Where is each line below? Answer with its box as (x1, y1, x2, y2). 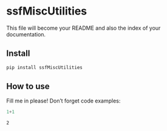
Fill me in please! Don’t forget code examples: (6, 97, 121, 104)
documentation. (6, 30, 46, 38)
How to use (6, 81, 50, 92)
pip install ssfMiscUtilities (6, 64, 83, 70)
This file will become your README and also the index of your (6, 24, 161, 32)
